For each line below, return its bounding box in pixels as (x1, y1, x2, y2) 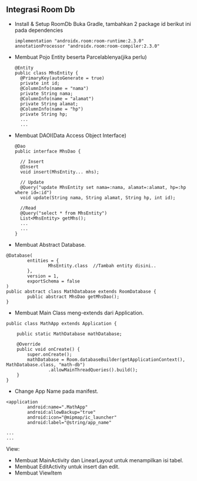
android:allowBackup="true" (27, 409, 96, 415)
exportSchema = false (27, 278, 81, 284)
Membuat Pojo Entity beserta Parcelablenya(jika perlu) (14, 53, 147, 61)
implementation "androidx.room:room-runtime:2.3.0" (14, 38, 144, 44)
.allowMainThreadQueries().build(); (48, 367, 138, 373)
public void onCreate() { (16, 346, 81, 352)
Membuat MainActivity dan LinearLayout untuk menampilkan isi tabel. (14, 456, 183, 464)
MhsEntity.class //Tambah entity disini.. (48, 263, 157, 268)
